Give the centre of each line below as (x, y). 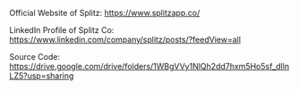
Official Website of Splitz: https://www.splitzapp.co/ (105, 13)
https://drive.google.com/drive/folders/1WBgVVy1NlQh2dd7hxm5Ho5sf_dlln (149, 66)
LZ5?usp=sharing (42, 76)
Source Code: (35, 57)
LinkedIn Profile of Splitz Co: (62, 30)
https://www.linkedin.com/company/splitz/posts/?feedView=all (125, 40)
